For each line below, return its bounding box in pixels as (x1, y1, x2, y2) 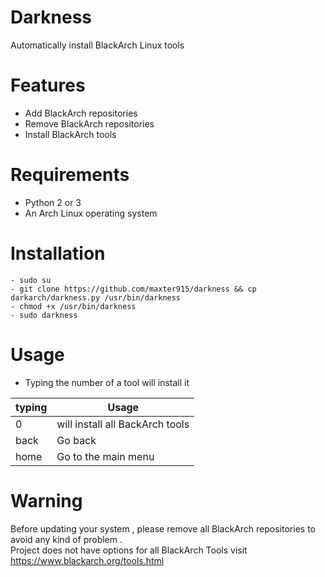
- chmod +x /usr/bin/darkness (10, 301, 137, 311)
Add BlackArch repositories (24, 107, 138, 119)
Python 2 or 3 (24, 196, 82, 208)
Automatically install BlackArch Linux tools (10, 39, 185, 51)
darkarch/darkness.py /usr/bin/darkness (10, 292, 182, 303)
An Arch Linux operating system (24, 207, 158, 219)
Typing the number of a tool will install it (24, 376, 190, 388)
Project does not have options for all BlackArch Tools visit (10, 544, 248, 556)
